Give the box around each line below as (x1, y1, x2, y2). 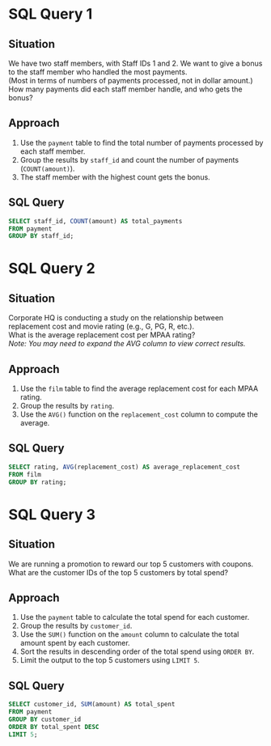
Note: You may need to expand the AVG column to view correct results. (8, 339, 246, 349)
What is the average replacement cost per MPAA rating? (8, 330, 196, 340)
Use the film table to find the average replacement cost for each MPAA (19, 384, 259, 393)
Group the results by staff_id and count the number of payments (19, 155, 239, 164)
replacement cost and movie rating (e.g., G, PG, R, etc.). (8, 321, 195, 332)
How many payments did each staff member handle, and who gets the (8, 84, 243, 94)
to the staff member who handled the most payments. (8, 67, 188, 77)
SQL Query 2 (8, 260, 95, 278)
